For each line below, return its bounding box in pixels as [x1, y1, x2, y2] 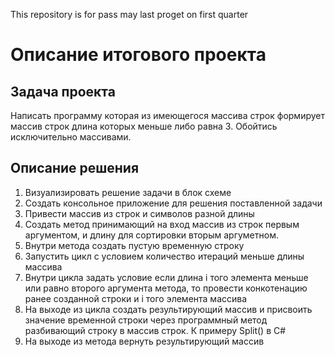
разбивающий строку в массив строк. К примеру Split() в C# [24, 324, 287, 336]
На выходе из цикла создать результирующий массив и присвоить [24, 303, 313, 315]
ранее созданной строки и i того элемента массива [24, 292, 248, 304]
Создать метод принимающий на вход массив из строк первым [24, 218, 300, 230]
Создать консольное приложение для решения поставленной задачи [24, 197, 323, 209]
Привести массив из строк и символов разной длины [24, 207, 255, 219]
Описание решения [10, 160, 140, 177]
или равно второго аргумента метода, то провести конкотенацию [24, 282, 308, 294]
